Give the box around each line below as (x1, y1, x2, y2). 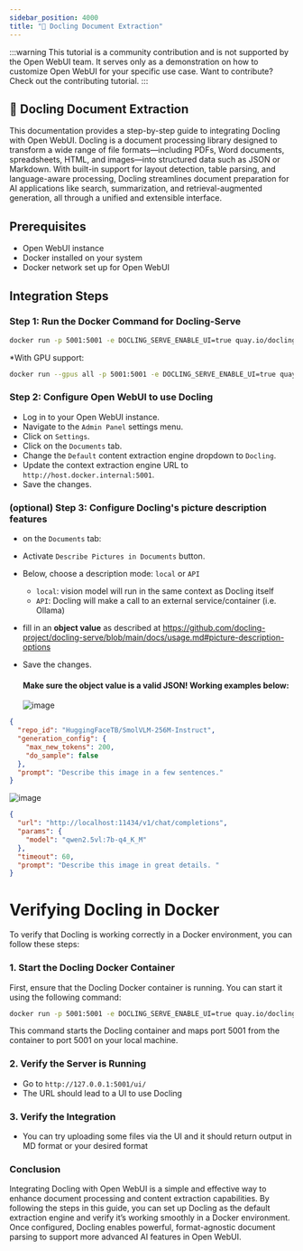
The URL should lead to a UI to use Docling (22, 1087, 183, 1098)
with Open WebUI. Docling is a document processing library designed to (9, 135, 278, 146)
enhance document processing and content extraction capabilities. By (9, 1193, 271, 1204)
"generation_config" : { (17, 734, 106, 744)
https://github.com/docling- (161, 623, 266, 634)
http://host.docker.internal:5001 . (22, 469, 155, 480)
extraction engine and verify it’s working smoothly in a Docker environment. (9, 1212, 290, 1223)
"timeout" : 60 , (17, 851, 75, 861)
